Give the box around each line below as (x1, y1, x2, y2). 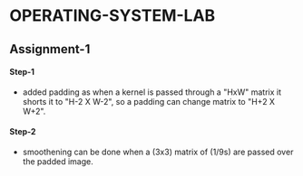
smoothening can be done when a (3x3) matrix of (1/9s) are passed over (22, 146, 294, 157)
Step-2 (9, 126, 36, 137)
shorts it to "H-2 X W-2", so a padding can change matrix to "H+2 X (22, 96, 275, 107)
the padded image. (22, 155, 93, 167)
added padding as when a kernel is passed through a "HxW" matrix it (22, 87, 282, 97)
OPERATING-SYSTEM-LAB (9, 5, 216, 26)
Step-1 (9, 67, 34, 78)
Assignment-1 (9, 42, 91, 57)
